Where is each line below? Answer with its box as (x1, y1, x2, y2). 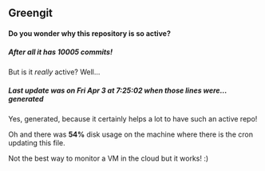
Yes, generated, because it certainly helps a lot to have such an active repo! (8, 113, 258, 123)
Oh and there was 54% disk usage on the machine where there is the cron (8, 129, 254, 139)
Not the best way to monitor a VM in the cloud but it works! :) (8, 153, 209, 163)
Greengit (8, 6, 53, 20)
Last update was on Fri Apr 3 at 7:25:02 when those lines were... (8, 85, 227, 95)
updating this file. (8, 137, 65, 147)
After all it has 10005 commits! (8, 47, 113, 57)
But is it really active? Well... (8, 67, 101, 77)
